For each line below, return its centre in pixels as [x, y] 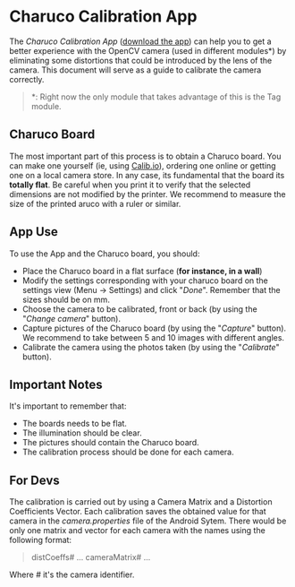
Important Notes [56, 384]
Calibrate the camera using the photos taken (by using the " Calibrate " [151, 347]
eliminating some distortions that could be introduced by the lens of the [141, 60]
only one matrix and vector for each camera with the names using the [137, 531]
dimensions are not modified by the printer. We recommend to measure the [147, 194]
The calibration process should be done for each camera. [128, 452]
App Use [34, 232]
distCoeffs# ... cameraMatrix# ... [91, 557]
